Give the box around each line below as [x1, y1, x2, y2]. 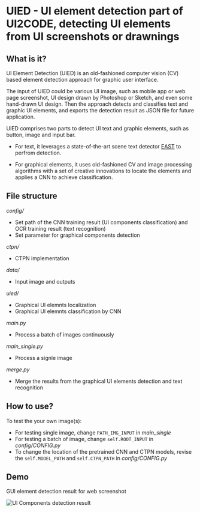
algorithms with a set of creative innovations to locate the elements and [14, 167, 192, 174]
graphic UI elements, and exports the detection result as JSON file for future [6, 107, 195, 114]
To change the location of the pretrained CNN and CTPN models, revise [14, 448, 192, 455]
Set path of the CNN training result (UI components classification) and [14, 218, 188, 226]
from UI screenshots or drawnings [6, 30, 180, 43]
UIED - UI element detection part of [6, 4, 184, 18]
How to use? [6, 401, 54, 412]
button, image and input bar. [6, 131, 76, 138]
